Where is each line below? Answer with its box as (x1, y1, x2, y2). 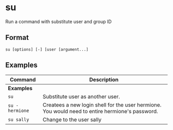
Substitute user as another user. (43, 93, 120, 100)
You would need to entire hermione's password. (43, 107, 158, 115)
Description (89, 76, 119, 83)
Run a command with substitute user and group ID (5, 18, 112, 25)
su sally (8, 117, 29, 122)
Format (5, 33, 29, 42)
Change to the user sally (43, 116, 102, 123)
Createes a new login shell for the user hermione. (43, 101, 162, 109)
